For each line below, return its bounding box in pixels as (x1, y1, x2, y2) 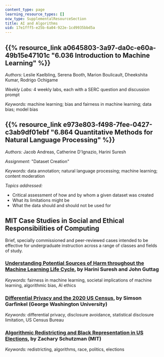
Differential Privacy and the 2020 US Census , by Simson (5, 294, 142, 301)
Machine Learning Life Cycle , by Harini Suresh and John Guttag (5, 266, 159, 273)
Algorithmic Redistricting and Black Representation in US (5, 329, 143, 336)
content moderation (5, 173, 45, 179)
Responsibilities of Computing (5, 224, 99, 233)
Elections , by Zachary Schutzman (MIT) (5, 335, 102, 342)
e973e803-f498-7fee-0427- (63, 120, 153, 129)
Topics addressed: (5, 182, 43, 189)
